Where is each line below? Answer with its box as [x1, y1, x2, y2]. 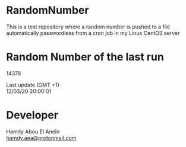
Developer [6, 108, 58, 122]
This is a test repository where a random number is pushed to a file [6, 23, 171, 30]
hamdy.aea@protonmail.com [6, 134, 77, 141]
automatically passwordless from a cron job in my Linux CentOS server [6, 29, 180, 36]
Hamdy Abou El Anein [6, 128, 60, 135]
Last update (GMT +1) [6, 81, 59, 88]
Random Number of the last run [6, 50, 165, 64]
